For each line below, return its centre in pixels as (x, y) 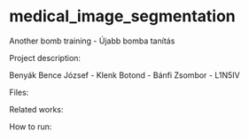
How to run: (31, 127)
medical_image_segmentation (123, 16)
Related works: (36, 109)
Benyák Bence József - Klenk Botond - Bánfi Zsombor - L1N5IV (125, 75)
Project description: (45, 58)
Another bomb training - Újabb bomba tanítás (92, 41)
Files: (19, 92)
